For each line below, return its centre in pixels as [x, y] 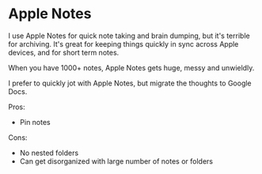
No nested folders [49, 153]
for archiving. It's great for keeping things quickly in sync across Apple [123, 43]
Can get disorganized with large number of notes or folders [116, 161]
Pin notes [35, 122]
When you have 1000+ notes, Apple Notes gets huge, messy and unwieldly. [131, 67]
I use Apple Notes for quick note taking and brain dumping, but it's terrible [129, 36]
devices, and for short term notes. [64, 52]
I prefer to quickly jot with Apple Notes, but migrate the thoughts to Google [130, 83]
